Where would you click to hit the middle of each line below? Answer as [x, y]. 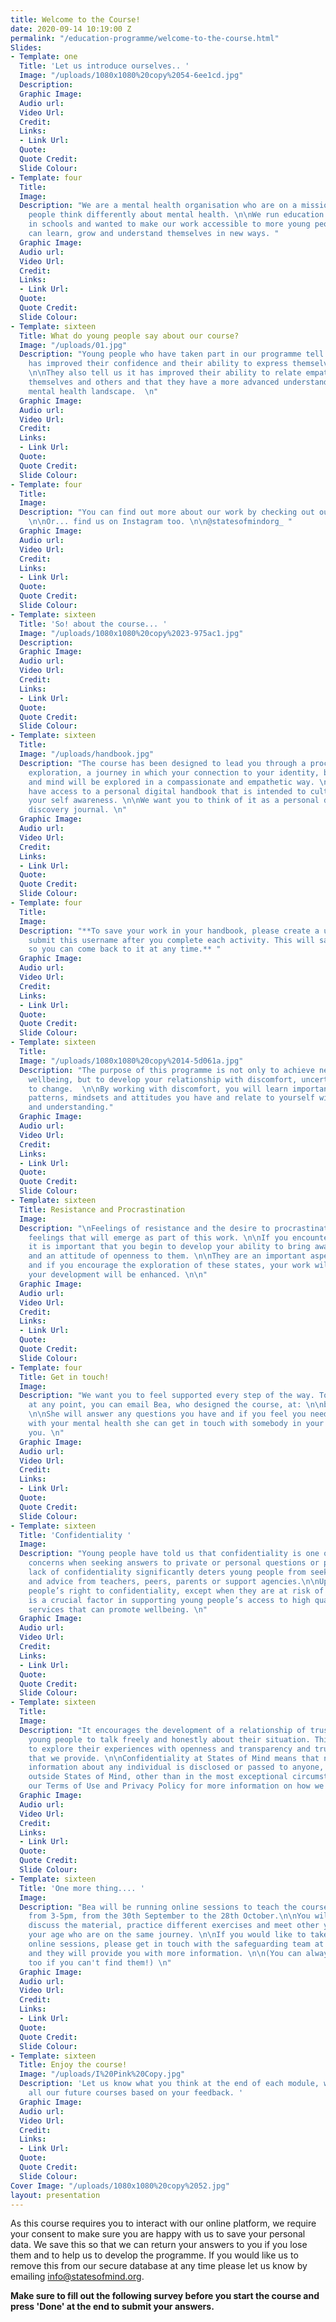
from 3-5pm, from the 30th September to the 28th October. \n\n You [169, 1916]
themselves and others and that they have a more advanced [154, 382]
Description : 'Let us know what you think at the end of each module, [169, 2084]
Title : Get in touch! [64, 1377]
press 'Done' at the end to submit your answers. [112, 2307]
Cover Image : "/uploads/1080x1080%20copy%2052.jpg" [120, 2186]
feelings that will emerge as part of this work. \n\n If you [158, 1237]
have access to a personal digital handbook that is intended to [167, 791]
